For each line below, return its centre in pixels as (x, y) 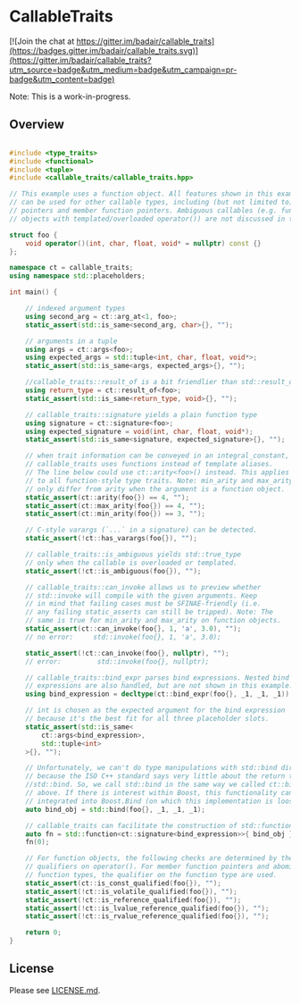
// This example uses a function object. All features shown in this (142, 194)
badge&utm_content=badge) (62, 79)
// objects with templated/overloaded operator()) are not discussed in (147, 219)
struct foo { (33, 235)
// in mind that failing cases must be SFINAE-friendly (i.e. (143, 604)
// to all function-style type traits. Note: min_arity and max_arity (159, 481)
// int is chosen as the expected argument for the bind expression (155, 711)
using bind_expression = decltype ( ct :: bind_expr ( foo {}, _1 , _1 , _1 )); (159, 694)
